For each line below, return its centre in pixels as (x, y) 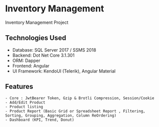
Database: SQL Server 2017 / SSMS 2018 (54, 50)
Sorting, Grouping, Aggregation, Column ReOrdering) (61, 115)
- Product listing (24, 107)
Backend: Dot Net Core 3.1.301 (43, 55)
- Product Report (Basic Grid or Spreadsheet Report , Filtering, (75, 111)
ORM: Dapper (26, 61)
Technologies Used (36, 38)
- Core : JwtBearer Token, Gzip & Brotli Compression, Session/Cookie (80, 98)
